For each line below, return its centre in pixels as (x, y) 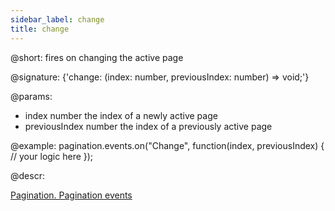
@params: (31, 96)
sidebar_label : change (57, 19)
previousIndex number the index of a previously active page (148, 126)
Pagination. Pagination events (71, 195)
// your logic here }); (52, 156)
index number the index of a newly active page (121, 115)
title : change (40, 29)
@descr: (27, 175)
